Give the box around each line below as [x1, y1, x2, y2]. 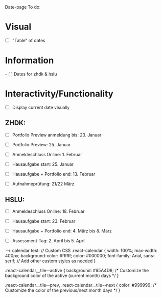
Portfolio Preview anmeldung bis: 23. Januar [12, 132, 102, 138]
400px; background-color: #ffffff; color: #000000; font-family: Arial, [5, 253, 143, 259]
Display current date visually [12, 104, 70, 110]
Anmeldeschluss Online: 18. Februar [12, 208, 85, 214]
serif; [5, 258, 16, 264]
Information [5, 55, 54, 66]
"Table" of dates [12, 37, 46, 43]
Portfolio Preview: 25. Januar [12, 141, 71, 147]
